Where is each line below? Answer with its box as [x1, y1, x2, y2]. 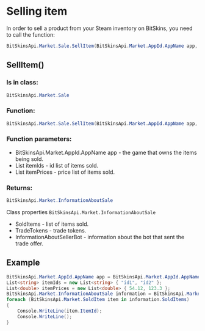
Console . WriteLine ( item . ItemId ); [17, 308, 103, 314]
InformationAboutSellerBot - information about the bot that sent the [15, 234, 185, 241]
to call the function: [6, 31, 55, 38]
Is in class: [6, 78, 38, 87]
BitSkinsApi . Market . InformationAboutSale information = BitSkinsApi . [6, 291, 187, 297]
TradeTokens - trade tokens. [15, 227, 87, 234]
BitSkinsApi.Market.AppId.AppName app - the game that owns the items [15, 149, 197, 156]
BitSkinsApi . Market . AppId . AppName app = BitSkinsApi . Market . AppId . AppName [6, 273, 201, 280]
